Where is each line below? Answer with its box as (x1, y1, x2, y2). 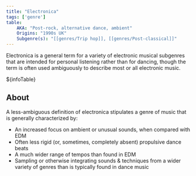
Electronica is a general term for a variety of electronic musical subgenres (6, 52, 185, 59)
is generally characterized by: (6, 114, 78, 121)
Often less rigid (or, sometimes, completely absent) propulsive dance (14, 138, 182, 145)
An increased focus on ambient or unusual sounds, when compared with (14, 126, 191, 133)
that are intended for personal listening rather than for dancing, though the (6, 58, 186, 65)
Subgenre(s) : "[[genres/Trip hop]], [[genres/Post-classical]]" (16, 36, 177, 42)
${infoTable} (6, 76, 36, 83)
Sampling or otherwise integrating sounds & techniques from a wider (14, 157, 181, 164)
